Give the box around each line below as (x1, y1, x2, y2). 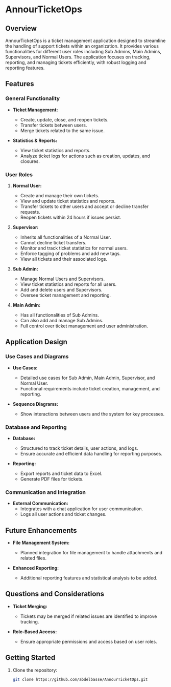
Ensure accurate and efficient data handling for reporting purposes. (20, 450, 162, 456)
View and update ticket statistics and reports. (20, 198, 116, 204)
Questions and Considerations (5, 590, 105, 598)
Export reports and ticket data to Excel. (20, 470, 103, 476)
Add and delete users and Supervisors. (20, 286, 103, 293)
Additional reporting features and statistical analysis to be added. (20, 575, 158, 581)
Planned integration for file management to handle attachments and (20, 550, 162, 556)
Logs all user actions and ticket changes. (20, 511, 107, 517)
